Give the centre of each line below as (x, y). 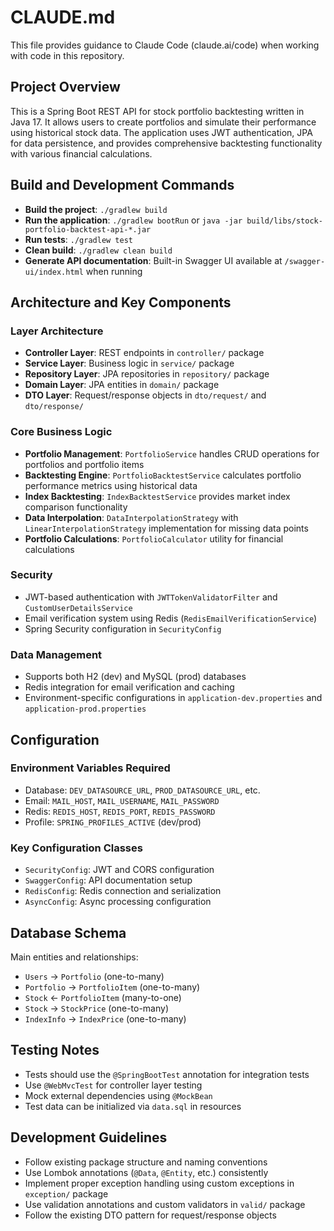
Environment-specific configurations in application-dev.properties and (173, 698)
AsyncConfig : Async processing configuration (118, 902)
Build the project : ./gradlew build (96, 209)
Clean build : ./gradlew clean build (98, 250)
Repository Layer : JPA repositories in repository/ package (147, 374)
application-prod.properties (85, 709)
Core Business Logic (61, 432)
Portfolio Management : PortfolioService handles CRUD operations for (172, 453)
